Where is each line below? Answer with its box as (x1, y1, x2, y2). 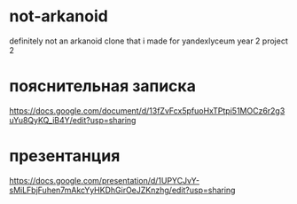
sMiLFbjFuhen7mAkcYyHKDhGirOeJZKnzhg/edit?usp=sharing (9, 184, 236, 195)
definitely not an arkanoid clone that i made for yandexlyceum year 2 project (9, 35, 288, 46)
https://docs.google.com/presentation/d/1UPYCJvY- (9, 175, 200, 185)
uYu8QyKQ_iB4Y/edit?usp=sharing (9, 114, 137, 125)
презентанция (9, 146, 121, 166)
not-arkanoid (9, 6, 108, 27)
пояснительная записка (9, 76, 197, 97)
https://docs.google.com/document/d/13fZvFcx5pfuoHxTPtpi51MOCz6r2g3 (9, 105, 285, 116)
